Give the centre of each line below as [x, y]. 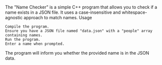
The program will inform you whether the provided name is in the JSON [77, 53]
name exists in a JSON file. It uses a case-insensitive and [63, 12]
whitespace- [135, 12]
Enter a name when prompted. [35, 44]
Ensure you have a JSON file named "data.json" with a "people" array [79, 31]
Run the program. [23, 39]
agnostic [14, 17]
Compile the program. [27, 27]
